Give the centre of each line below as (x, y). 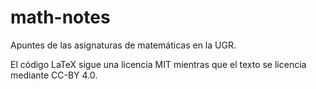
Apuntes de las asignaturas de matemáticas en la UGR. (123, 45)
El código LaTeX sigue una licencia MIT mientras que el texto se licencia (158, 64)
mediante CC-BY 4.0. (54, 75)
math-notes (60, 17)
